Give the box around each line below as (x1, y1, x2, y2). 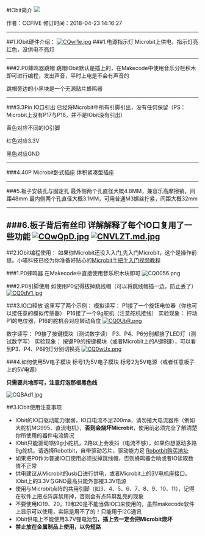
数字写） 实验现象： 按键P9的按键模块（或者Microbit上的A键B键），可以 (11, 337, 191, 345)
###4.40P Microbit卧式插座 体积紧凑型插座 (6, 169, 114, 176)
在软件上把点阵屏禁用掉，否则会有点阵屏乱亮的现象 (15, 492, 144, 499)
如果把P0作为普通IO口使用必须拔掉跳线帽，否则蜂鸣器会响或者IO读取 (15, 454, 189, 462)
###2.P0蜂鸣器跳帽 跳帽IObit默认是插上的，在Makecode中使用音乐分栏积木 (6, 65, 196, 71)
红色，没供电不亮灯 (6, 46, 55, 53)
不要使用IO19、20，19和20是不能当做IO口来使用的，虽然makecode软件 (15, 500, 195, 507)
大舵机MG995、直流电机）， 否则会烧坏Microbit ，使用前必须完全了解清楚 (15, 424, 198, 431)
